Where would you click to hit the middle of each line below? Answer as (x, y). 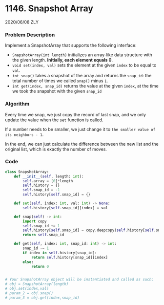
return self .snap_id (43, 235)
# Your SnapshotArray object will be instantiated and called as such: (79, 280)
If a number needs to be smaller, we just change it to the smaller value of (80, 129)
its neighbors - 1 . (24, 134)
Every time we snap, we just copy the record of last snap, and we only (76, 114)
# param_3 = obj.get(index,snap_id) (42, 298)
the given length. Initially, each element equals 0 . (62, 60)
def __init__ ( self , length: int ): (49, 176)
